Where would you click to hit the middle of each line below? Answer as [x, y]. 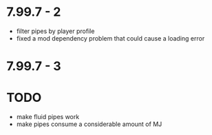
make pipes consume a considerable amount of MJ [89, 124]
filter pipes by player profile [55, 31]
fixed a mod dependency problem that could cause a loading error [110, 38]
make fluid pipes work [48, 117]
